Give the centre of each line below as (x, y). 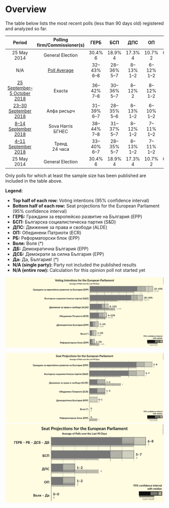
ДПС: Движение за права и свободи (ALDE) (60, 227)
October (22, 93)
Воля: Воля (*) (28, 243)
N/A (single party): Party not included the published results (74, 265)
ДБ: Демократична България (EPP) (51, 249)
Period (20, 42)
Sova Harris (61, 126)
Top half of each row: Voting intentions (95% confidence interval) (81, 200)
